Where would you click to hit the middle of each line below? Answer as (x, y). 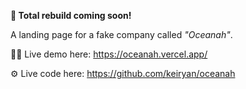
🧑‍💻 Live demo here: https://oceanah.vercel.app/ (109, 54)
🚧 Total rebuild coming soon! (71, 15)
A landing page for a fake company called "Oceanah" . (121, 34)
